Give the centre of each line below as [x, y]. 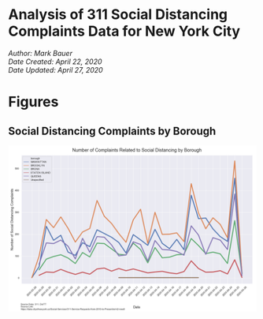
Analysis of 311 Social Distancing [118, 15]
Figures [33, 102]
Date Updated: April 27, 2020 [56, 69]
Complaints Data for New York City [124, 31]
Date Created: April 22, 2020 [55, 62]
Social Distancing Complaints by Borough [112, 131]
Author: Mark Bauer [41, 53]
